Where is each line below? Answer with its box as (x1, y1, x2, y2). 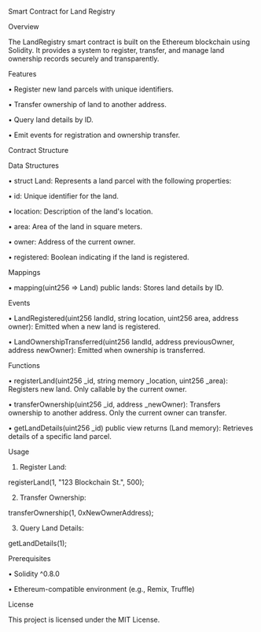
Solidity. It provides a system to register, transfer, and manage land (8, 46, 225, 54)
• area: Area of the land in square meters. (8, 222, 143, 231)
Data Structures (8, 161, 59, 170)
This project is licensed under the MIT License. (8, 615, 160, 624)
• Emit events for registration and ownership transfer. (8, 130, 181, 139)
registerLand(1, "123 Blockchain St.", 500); (8, 478, 145, 487)
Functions (8, 361, 41, 370)
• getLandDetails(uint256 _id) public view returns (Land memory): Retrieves (8, 423, 254, 433)
